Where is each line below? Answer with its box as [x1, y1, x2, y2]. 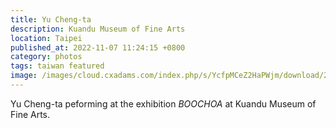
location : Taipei [10, 33, 83, 43]
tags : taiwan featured [10, 61, 105, 71]
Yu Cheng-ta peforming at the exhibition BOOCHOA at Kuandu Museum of [10, 97, 317, 110]
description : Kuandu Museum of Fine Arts [10, 24, 186, 34]
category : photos [10, 52, 83, 62]
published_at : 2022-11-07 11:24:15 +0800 [10, 42, 186, 53]
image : [10, 71, 38, 81]
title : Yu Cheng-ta [10, 14, 92, 25]
